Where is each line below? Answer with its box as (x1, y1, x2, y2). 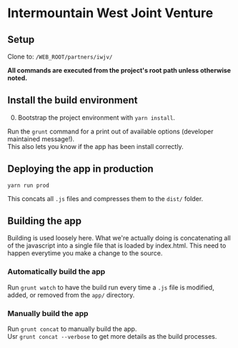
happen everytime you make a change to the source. (7, 249, 163, 257)
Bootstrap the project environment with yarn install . (17, 113, 175, 122)
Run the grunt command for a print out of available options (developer (7, 127, 214, 135)
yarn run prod (7, 182, 50, 189)
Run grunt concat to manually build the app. (7, 324, 137, 333)
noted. (7, 73, 28, 82)
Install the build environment (7, 94, 138, 106)
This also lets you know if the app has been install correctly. (7, 142, 184, 150)
